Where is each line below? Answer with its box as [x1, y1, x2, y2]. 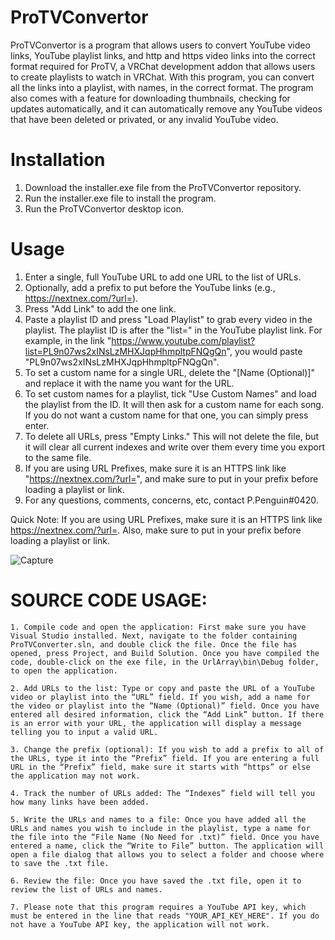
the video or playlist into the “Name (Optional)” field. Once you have [10, 701, 320, 711]
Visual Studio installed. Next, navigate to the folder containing [10, 631, 298, 641]
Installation [10, 149, 106, 171]
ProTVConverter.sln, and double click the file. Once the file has [10, 639, 298, 650]
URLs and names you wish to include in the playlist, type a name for [10, 823, 311, 833]
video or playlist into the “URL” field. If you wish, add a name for [10, 692, 311, 702]
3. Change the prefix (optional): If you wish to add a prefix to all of [10, 744, 325, 755]
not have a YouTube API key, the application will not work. [10, 919, 271, 930]
